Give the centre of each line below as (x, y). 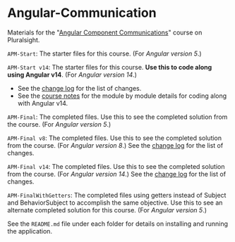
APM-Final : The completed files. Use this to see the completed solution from (117, 117)
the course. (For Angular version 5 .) (59, 124)
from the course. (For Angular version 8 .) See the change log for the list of (115, 145)
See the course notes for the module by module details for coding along (122, 96)
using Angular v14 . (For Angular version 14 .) (72, 75)
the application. (30, 231)
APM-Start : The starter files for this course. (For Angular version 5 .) (105, 53)
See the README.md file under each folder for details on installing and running (117, 224)
